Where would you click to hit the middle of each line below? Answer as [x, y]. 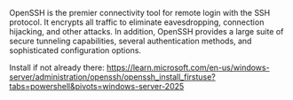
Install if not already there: [57, 67]
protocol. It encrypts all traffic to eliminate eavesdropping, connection [137, 22]
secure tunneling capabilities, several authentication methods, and [131, 41]
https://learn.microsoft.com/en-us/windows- [188, 67]
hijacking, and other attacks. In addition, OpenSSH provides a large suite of [146, 31]
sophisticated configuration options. [75, 50]
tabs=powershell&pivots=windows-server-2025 [97, 86]
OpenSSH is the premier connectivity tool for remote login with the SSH [140, 13]
